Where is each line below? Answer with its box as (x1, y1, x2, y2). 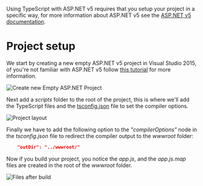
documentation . (6, 18, 46, 25)
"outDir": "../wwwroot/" (17, 144, 80, 150)
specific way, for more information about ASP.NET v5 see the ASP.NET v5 (6, 12, 191, 19)
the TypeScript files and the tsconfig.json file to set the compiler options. (6, 102, 189, 109)
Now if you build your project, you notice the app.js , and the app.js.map (6, 155, 187, 162)
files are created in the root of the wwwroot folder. (6, 161, 132, 169)
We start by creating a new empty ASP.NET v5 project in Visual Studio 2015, (6, 59, 197, 66)
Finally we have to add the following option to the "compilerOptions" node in (6, 126, 198, 133)
